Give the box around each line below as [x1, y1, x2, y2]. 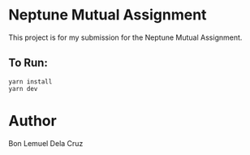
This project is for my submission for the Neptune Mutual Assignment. [8, 32, 243, 42]
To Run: [8, 56, 49, 70]
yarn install [8, 77, 53, 86]
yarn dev [8, 84, 38, 93]
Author [8, 111, 57, 130]
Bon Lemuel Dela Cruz [8, 138, 84, 148]
